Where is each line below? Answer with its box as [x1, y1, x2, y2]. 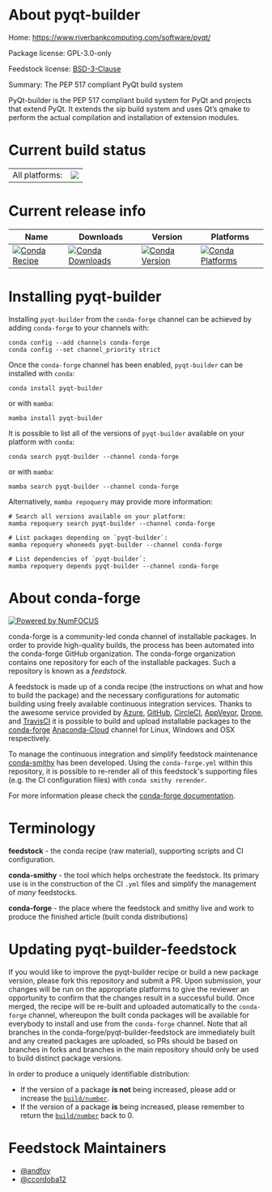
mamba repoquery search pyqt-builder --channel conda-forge [8, 519, 216, 528]
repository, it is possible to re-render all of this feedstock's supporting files [8, 766, 257, 776]
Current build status [8, 141, 147, 160]
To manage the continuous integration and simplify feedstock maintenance [8, 748, 258, 759]
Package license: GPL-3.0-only [8, 48, 112, 58]
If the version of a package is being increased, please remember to [19, 1101, 244, 1112]
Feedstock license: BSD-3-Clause [8, 63, 121, 74]
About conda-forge [8, 589, 141, 607]
